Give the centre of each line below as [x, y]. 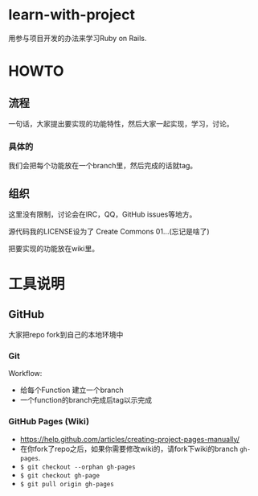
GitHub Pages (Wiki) [49, 422]
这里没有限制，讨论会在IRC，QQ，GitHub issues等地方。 [102, 214]
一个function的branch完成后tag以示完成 [86, 400]
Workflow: [25, 374]
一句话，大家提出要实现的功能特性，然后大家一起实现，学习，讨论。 [121, 123]
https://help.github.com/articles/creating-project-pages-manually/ [129, 439]
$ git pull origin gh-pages [67, 484]
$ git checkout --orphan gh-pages [78, 467]
